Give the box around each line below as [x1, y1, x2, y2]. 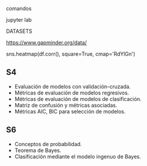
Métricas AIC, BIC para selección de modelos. [14, 108, 126, 115]
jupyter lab [6, 16, 32, 23]
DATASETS [6, 28, 33, 35]
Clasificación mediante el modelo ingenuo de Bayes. [14, 153, 142, 160]
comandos [6, 5, 32, 12]
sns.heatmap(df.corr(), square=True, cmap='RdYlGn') [6, 50, 136, 57]
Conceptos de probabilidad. [14, 140, 82, 147]
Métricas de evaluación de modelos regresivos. [14, 89, 129, 96]
